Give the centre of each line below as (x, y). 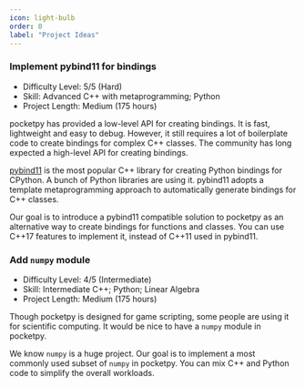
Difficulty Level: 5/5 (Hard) (72, 87)
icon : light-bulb (42, 18)
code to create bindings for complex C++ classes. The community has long (151, 143)
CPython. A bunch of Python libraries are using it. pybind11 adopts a (137, 179)
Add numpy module (50, 260)
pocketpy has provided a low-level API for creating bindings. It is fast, (140, 123)
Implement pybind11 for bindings (83, 66)
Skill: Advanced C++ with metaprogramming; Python (121, 96)
